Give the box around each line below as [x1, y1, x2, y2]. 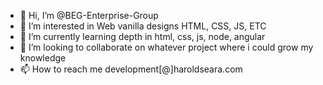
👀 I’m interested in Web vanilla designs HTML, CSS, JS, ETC [19, 20, 267, 32]
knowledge [19, 52, 67, 64]
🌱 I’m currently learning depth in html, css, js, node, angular [19, 31, 266, 42]
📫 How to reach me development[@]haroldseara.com [19, 63, 243, 75]
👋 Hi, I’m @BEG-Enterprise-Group [19, 10, 159, 21]
